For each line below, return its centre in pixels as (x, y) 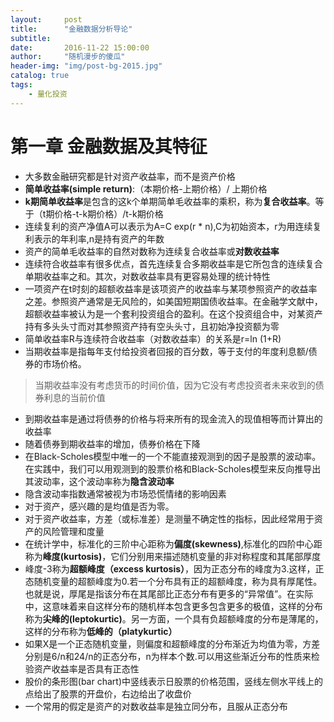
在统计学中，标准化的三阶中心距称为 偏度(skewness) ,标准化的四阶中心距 (173, 543)
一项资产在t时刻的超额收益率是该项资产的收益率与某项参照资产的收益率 (171, 288)
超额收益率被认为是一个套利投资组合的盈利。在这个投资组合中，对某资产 (173, 313)
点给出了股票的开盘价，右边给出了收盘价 (108, 693)
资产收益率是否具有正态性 (86, 668)
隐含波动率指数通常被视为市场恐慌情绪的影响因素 (125, 493)
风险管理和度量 (73, 531)
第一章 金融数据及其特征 (109, 146)
